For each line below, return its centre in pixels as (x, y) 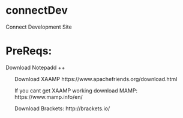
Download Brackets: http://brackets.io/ (62, 108)
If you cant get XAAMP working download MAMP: (76, 91)
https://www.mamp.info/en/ (49, 97)
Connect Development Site (39, 27)
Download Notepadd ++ (35, 67)
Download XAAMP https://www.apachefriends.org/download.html (96, 79)
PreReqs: (29, 51)
